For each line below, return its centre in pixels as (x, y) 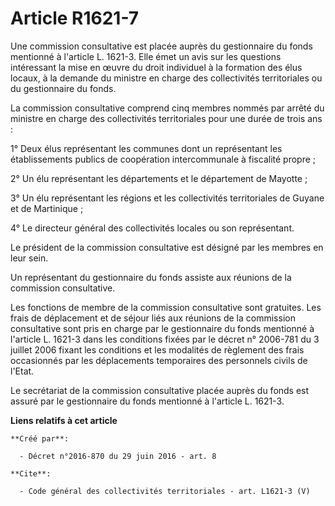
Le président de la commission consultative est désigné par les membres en (167, 247)
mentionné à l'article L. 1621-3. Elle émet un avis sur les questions (146, 56)
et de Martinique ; (47, 208)
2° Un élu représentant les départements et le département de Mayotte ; (159, 178)
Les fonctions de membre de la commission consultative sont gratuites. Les (166, 307)
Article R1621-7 (75, 18)
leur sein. (29, 258)
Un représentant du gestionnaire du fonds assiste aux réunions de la (151, 277)
